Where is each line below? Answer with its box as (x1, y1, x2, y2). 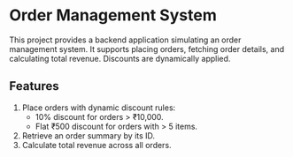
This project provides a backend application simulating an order (9, 34, 242, 45)
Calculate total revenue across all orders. (21, 139, 172, 150)
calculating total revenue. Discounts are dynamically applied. (9, 53, 231, 64)
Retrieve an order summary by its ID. (21, 130, 156, 141)
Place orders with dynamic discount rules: (21, 102, 176, 113)
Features (9, 78, 59, 93)
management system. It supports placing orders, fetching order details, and (9, 43, 285, 54)
